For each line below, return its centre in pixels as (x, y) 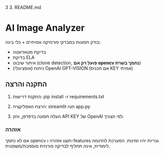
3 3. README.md (23, 7)
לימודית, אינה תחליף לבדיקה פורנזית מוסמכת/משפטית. (58, 146)
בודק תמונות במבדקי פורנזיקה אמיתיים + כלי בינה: (53, 42)
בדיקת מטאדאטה (29, 52)
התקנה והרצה (26, 84)
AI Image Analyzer (45, 28)
